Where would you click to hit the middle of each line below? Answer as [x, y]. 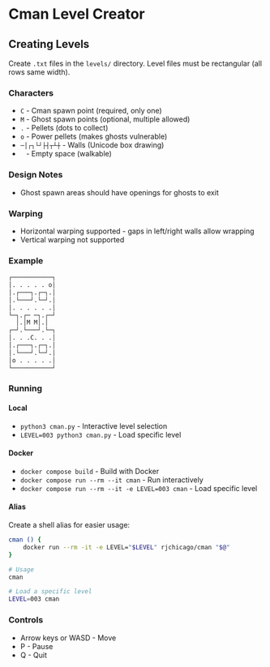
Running [26, 388]
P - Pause [36, 646]
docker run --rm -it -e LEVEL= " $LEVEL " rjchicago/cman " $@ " [126, 547]
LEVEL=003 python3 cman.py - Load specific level [101, 434]
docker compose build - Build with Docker [90, 471]
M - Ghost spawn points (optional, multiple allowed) [105, 119]
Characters [31, 92]
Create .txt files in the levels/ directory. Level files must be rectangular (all [135, 63]
